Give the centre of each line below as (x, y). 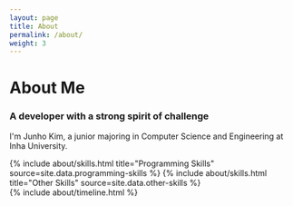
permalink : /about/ (46, 34)
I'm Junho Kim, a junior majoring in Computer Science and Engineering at (146, 136)
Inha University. (39, 145)
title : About (34, 26)
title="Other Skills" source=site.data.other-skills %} (105, 182)
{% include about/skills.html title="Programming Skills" (112, 163)
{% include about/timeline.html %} (74, 192)
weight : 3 (28, 43)
